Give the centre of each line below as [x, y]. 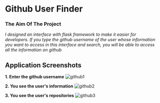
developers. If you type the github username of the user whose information [80, 40]
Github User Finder [44, 9]
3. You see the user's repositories [40, 96]
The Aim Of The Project [33, 24]
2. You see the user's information [39, 86]
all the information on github [33, 50]
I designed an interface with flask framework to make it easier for [71, 34]
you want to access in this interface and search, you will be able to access [80, 45]
